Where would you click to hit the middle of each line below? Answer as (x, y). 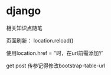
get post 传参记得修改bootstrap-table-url (56, 66)
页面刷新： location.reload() (40, 40)
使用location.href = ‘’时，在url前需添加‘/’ (55, 53)
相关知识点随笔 (24, 28)
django (24, 11)
